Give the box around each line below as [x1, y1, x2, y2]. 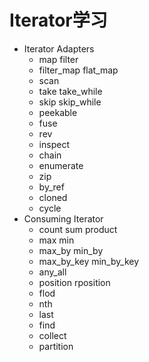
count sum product [38, 223, 118, 235]
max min [38, 234, 75, 246]
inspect [38, 138, 70, 150]
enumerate [38, 159, 84, 171]
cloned [38, 191, 68, 203]
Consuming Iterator [23, 212, 104, 225]
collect [38, 329, 67, 341]
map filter [38, 53, 79, 65]
